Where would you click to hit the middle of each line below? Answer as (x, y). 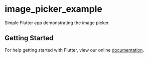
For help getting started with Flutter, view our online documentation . (74, 50)
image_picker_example (54, 9)
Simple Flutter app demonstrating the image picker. (57, 23)
